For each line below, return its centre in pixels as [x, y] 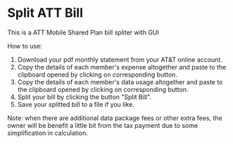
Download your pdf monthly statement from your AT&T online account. [120, 59]
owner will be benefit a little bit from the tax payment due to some [103, 125]
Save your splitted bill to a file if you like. [76, 104]
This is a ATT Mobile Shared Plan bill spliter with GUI [83, 32]
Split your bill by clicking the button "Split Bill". [84, 97]
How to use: [25, 46]
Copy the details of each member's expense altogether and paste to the [122, 67]
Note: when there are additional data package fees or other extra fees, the [115, 118]
